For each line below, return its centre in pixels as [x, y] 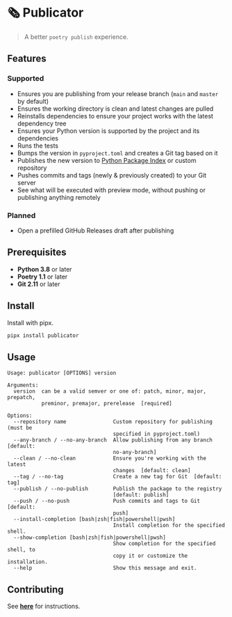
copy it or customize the [150, 556]
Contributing [35, 589]
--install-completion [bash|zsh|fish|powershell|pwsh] [94, 520]
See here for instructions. [44, 607]
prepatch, [22, 398]
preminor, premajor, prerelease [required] [107, 404]
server [26, 182]
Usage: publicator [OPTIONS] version [62, 373]
